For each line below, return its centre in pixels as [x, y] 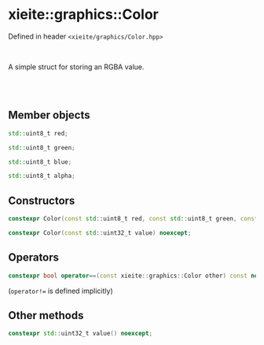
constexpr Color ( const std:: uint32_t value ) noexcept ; [100, 233]
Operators [34, 258]
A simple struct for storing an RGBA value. [76, 67]
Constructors [42, 200]
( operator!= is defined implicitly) [61, 291]
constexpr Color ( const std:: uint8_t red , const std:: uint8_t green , [123, 219]
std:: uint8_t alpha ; [42, 176]
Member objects [49, 115]
